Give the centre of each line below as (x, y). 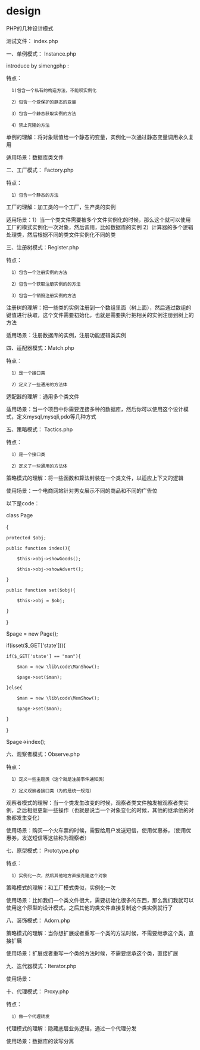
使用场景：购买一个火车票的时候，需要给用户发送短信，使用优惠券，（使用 (96, 830)
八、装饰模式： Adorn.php (38, 920)
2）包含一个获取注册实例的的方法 (46, 284)
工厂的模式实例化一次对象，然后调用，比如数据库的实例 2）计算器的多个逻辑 (100, 227)
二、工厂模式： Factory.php (40, 170)
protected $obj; (26, 538)
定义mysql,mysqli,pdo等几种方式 (56, 416)
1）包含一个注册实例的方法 (40, 272)
